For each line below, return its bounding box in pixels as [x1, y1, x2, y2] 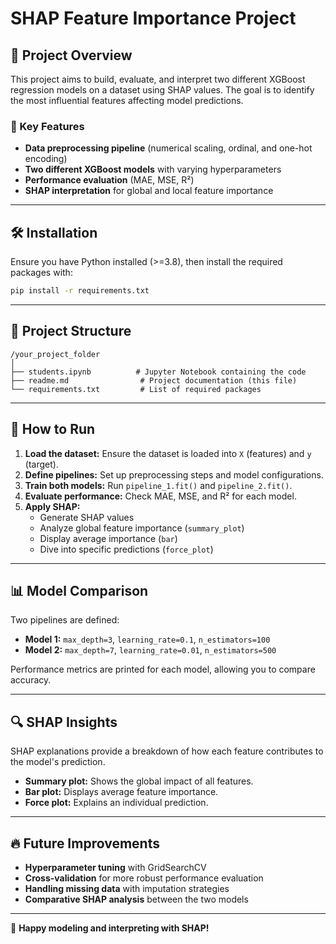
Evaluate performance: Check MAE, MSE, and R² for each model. [24, 490, 297, 502]
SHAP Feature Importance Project [10, 7, 297, 30]
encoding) [24, 153, 68, 165]
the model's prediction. [10, 756, 106, 768]
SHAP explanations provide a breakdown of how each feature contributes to [10, 745, 324, 757]
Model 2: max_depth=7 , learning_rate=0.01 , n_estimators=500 [24, 644, 277, 656]
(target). [24, 458, 59, 470]
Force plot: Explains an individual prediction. [24, 797, 209, 809]
